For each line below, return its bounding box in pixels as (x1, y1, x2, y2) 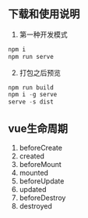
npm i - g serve (8, 91, 58, 99)
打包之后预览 (19, 67, 61, 77)
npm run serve (8, 53, 55, 60)
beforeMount (19, 160, 62, 169)
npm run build (8, 83, 55, 92)
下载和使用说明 (8, 7, 80, 21)
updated (19, 185, 47, 194)
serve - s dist (8, 98, 55, 106)
